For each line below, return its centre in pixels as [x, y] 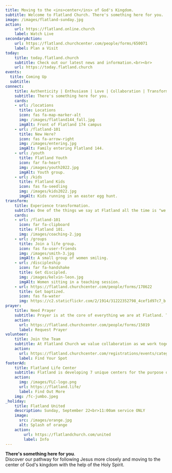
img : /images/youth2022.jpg [49, 167]
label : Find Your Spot [43, 358]
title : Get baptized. [42, 291]
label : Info [37, 439]
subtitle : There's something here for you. [62, 96]
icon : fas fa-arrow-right [46, 139]
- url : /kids [28, 177]
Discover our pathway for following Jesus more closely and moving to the [83, 459]
